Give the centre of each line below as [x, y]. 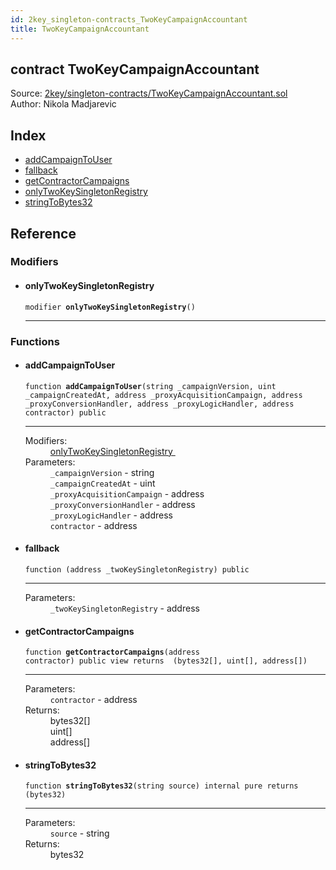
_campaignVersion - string [102, 472]
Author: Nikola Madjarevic [63, 104]
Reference [43, 233]
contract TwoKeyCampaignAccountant [135, 69]
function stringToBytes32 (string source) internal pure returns [161, 786]
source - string [79, 833]
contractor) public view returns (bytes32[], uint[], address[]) [166, 661]
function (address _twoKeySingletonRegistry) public [137, 569]
